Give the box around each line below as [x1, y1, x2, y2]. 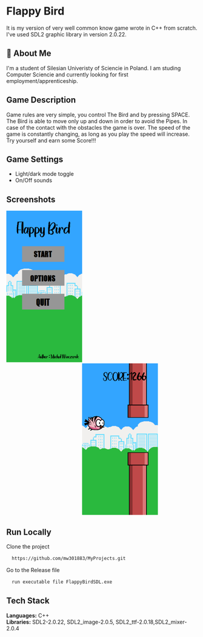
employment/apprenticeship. [6, 77, 78, 84]
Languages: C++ [6, 612, 50, 619]
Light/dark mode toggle [15, 170, 75, 178]
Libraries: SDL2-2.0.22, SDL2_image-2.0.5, [6, 618, 115, 625]
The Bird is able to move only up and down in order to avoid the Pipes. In [6, 117, 188, 125]
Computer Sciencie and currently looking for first [6, 71, 128, 78]
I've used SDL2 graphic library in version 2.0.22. [6, 30, 127, 38]
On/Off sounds [15, 177, 53, 184]
